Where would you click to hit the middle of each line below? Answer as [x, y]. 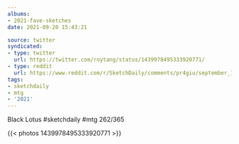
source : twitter [31, 40]
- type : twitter [31, 53]
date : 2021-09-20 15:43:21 [47, 27]
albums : [19, 14]
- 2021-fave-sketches [39, 21]
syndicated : [25, 47]
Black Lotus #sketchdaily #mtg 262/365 [66, 120]
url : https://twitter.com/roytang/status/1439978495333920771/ [109, 60]
